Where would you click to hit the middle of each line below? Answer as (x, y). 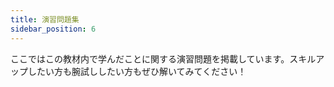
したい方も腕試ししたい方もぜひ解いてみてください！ (137, 71)
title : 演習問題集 (45, 19)
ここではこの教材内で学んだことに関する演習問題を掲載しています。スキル (163, 58)
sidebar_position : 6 (53, 29)
